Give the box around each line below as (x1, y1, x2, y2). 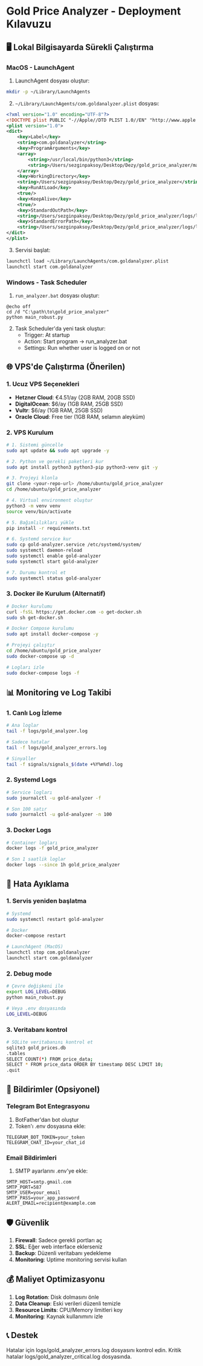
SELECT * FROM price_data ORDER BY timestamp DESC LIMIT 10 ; (6, 1062, 164, 1068)
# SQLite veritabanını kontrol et (6, 1039, 94, 1045)
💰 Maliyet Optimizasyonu (6, 1274, 105, 1285)
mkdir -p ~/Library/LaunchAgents (6, 89, 91, 95)
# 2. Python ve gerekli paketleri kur (6, 458, 104, 464)
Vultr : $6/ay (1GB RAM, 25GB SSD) (14, 406, 103, 413)
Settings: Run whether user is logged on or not (24, 344, 140, 351)
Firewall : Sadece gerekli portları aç (14, 1236, 103, 1244)
